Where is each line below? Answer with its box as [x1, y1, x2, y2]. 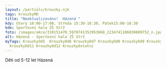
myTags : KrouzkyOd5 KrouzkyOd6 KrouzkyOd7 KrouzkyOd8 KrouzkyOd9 [5, 39, 145, 44]
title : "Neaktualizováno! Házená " [5, 16, 81, 21]
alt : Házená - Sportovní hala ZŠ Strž [5, 35, 85, 40]
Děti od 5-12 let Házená [5, 57, 53, 63]
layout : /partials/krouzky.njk [5, 7, 70, 12]
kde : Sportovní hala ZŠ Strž [5, 25, 65, 30]
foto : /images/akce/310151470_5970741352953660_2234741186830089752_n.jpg [5, 30, 163, 35]
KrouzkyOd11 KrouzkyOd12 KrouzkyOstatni [9, 44, 94, 48]
